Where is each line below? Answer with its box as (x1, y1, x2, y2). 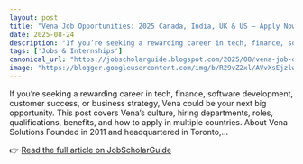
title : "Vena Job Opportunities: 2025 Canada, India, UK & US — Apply (9, 22, 280, 31)
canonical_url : (9, 55, 67, 64)
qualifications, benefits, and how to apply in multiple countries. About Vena (9, 116, 289, 127)
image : (9, 64, 34, 73)
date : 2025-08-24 (9, 30, 75, 39)
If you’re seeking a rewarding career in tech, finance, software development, (9, 87, 294, 99)
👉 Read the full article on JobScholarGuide (9, 144, 172, 155)
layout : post (9, 13, 59, 23)
